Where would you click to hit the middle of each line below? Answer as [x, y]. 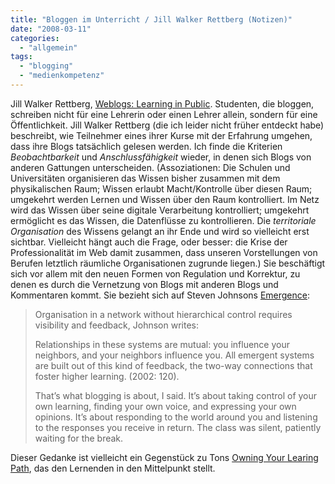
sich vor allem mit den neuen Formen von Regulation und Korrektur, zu [155, 273]
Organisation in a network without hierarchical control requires [163, 314]
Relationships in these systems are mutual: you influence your [162, 344]
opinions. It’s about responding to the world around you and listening [176, 417]
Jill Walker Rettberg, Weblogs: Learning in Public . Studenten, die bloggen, [162, 103]
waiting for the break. [79, 438]
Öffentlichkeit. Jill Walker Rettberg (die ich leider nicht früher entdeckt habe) [167, 125]
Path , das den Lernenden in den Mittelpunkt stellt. [113, 468]
